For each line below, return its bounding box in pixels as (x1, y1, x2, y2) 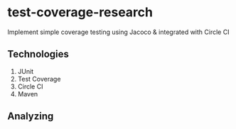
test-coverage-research (7, 4, 153, 21)
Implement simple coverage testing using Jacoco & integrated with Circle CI (7, 28, 230, 36)
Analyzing (7, 111, 54, 123)
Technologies (7, 48, 70, 60)
